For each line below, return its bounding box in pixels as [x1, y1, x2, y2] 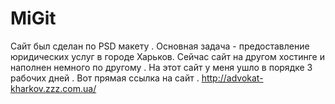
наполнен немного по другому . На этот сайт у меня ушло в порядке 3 [10, 61, 313, 73]
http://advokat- [201, 72, 264, 84]
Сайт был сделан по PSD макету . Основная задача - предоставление [10, 40, 310, 52]
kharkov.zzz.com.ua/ [10, 82, 97, 94]
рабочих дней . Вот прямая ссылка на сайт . [10, 72, 200, 84]
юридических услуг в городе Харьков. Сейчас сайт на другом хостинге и [10, 50, 325, 62]
